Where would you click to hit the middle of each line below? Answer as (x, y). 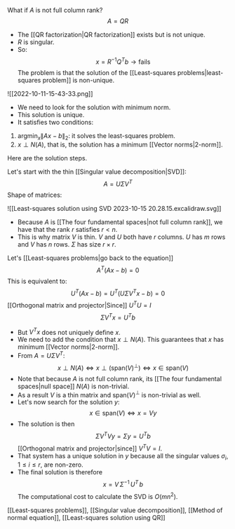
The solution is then (46, 424)
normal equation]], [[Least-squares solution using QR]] (87, 517)
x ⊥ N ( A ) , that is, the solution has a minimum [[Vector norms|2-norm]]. (120, 145)
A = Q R (118, 21)
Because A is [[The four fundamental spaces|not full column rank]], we (120, 222)
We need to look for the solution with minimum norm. (94, 107)
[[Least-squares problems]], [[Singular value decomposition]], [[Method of (115, 510)
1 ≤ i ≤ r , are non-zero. (50, 465)
